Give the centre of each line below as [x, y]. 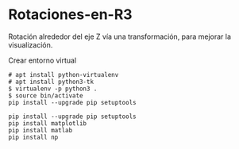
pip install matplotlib [48, 123]
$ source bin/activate [46, 96]
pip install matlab [40, 130]
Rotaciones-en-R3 [70, 15]
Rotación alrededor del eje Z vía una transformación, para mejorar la [120, 36]
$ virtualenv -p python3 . [53, 89]
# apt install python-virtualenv [64, 74]
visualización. [31, 44]
